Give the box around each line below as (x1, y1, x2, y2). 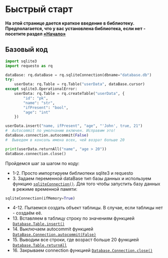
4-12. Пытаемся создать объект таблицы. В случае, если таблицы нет (12, 205, 163, 211)
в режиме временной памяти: (12, 186, 77, 192)
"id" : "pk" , (23, 95, 49, 101)
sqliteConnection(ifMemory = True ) (5, 196, 75, 201)
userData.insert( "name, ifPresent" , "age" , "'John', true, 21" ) (5, 123, 143, 128)
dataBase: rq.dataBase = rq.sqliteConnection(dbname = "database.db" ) (5, 72, 152, 77)
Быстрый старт (5, 4, 73, 15)
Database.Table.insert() (12, 222, 65, 227)
